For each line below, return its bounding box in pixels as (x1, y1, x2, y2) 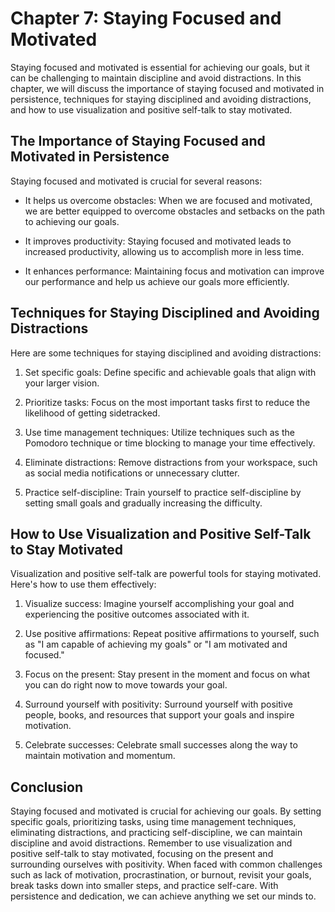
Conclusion (10, 778, 84, 796)
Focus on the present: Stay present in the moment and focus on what (24, 668, 311, 681)
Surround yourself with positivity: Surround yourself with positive (24, 698, 293, 711)
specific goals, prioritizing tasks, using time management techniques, (10, 816, 297, 828)
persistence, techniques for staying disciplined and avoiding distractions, (10, 93, 312, 105)
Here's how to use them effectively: (10, 578, 157, 591)
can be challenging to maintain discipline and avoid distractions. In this (10, 72, 302, 84)
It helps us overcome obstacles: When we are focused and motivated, (24, 194, 313, 206)
